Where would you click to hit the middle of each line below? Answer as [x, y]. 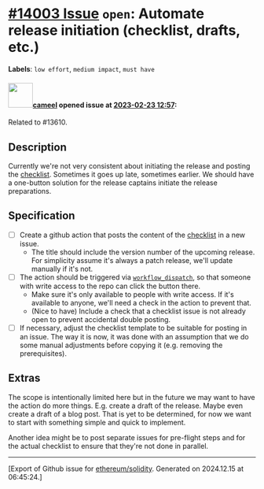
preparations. [30, 191]
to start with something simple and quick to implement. [97, 422]
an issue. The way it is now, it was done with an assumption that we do [134, 336]
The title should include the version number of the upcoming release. [143, 252]
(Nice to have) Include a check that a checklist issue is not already [138, 311]
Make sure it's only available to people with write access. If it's [132, 294]
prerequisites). [43, 353]
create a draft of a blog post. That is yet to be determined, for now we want [130, 413]
